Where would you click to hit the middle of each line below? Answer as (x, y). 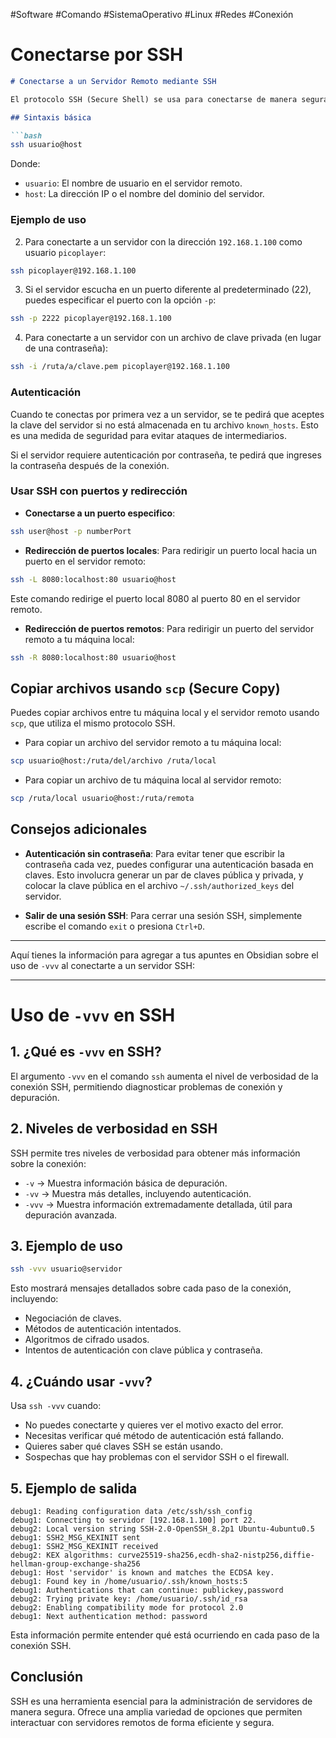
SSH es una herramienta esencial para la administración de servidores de (161, 1701)
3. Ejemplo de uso (66, 1246)
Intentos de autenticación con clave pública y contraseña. (143, 1350)
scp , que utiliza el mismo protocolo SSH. (93, 723)
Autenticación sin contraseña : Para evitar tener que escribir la (154, 853)
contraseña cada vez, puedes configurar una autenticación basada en (169, 864)
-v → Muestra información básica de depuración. (126, 1183)
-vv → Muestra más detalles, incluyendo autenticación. (138, 1193)
